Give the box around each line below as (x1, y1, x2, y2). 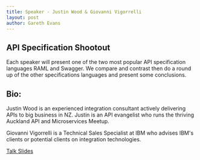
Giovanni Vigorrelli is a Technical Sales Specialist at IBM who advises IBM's (6, 129, 194, 136)
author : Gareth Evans (6, 20, 61, 26)
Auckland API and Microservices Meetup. (6, 118, 110, 124)
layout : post (6, 14, 39, 21)
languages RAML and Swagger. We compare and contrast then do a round (6, 65, 192, 72)
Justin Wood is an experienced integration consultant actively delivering (6, 105, 186, 112)
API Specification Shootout (6, 42, 111, 53)
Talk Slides (6, 147, 33, 155)
